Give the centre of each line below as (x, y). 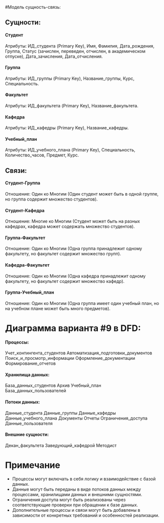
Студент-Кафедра (25, 210)
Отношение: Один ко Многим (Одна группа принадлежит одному (74, 249)
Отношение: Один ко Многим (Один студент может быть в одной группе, (82, 194)
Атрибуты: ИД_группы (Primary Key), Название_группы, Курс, (70, 78)
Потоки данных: (23, 402)
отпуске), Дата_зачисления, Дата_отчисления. (54, 56)
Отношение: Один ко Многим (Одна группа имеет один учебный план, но (82, 303)
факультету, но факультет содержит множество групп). (63, 254)
